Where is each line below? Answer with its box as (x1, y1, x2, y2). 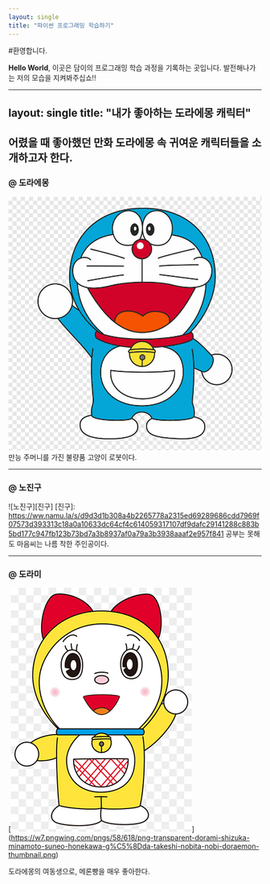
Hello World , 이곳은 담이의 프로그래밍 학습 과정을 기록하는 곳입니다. (8, 63, 222, 72)
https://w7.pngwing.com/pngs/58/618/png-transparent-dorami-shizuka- (10, 833, 251, 843)
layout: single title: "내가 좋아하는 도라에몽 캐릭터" (8, 105, 252, 120)
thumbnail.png (8, 850, 56, 860)
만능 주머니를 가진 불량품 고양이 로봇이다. (8, 452, 137, 462)
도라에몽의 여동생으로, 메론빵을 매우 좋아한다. (8, 866, 150, 877)
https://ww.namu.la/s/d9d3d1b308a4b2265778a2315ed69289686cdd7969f (8, 510, 260, 520)
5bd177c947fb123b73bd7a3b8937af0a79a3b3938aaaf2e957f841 (8, 528, 224, 539)
